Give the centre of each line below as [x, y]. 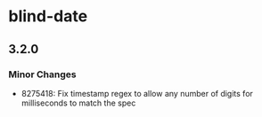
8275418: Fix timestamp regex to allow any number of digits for [137, 93]
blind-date [48, 16]
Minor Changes [42, 74]
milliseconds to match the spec [78, 103]
